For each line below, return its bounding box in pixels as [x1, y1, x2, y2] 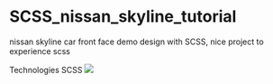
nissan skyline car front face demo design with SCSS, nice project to [9, 36, 264, 47]
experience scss [9, 45, 70, 56]
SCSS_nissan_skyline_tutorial [9, 6, 237, 27]
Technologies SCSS [9, 64, 83, 75]
